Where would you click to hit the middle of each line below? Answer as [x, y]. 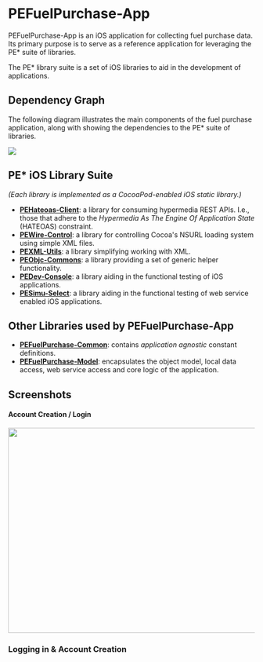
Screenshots [40, 395]
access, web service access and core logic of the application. [119, 370]
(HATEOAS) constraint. [56, 226]
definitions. [38, 353]
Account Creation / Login [50, 415]
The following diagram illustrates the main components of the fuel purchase [130, 119]
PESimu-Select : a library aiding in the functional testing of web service [134, 293]
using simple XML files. [57, 243]
